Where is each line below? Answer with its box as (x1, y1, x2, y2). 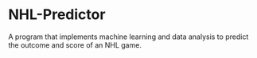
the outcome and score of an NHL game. (8, 40, 142, 49)
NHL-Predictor (8, 6, 106, 24)
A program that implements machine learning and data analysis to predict (8, 32, 249, 41)
